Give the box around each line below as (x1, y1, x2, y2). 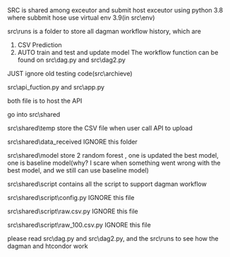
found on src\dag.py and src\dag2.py (17, 56, 126, 64)
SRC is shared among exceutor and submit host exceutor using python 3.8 (7, 6, 224, 14)
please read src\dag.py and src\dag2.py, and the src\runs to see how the (7, 234, 219, 242)
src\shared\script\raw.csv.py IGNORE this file (7, 207, 139, 215)
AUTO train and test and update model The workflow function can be (17, 49, 219, 56)
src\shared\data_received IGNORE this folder (7, 137, 138, 146)
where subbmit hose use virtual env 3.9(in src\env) (7, 13, 155, 22)
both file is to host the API (7, 96, 83, 105)
